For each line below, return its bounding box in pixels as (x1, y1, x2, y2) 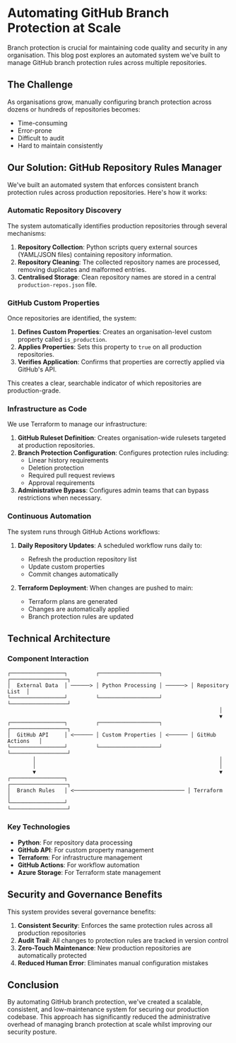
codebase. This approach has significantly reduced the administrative (7, 1013, 211, 1021)
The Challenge (7, 79, 73, 91)
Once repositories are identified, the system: (7, 314, 137, 323)
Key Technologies (7, 822, 71, 832)
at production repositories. (17, 441, 95, 450)
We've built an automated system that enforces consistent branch (7, 180, 199, 189)
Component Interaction (7, 654, 89, 664)
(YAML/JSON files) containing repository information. (17, 250, 173, 258)
